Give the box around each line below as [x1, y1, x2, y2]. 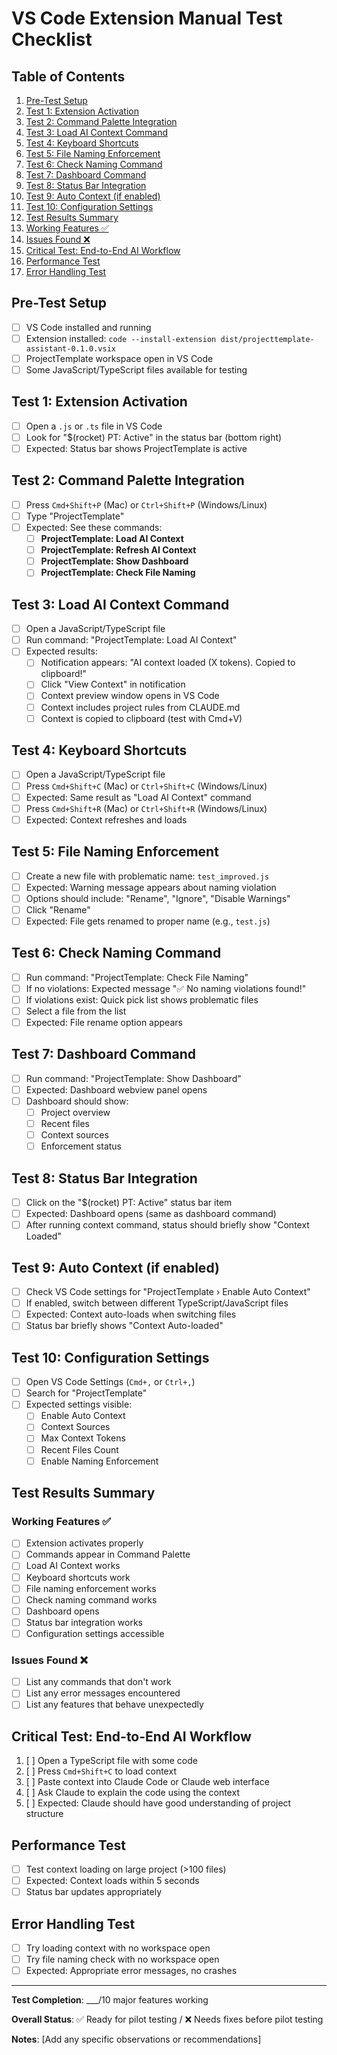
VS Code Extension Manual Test [11, 7, 283, 30]
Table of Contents [11, 68, 126, 85]
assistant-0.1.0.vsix [25, 343, 116, 354]
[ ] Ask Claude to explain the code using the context [25, 1787, 240, 1799]
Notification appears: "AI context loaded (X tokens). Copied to [40, 657, 296, 669]
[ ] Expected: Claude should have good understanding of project [25, 1797, 292, 1809]
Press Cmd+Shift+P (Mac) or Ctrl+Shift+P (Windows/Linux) [25, 498, 268, 511]
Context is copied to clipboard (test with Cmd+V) [40, 712, 243, 724]
